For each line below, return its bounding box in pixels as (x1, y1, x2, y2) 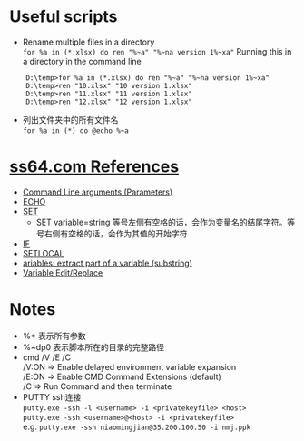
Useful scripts (9, 6, 118, 27)
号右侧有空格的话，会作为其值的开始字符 (35, 227, 188, 238)
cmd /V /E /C (22, 352, 71, 363)
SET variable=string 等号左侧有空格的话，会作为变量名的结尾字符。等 (35, 216, 296, 227)
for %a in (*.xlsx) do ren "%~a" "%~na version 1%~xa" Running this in (22, 45, 292, 56)
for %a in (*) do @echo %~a (22, 125, 129, 135)
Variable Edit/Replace (22, 266, 103, 278)
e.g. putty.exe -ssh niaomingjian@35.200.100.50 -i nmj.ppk (22, 421, 251, 432)
